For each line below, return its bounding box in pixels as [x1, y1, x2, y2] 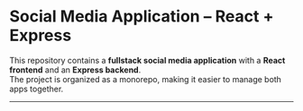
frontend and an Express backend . [9, 64, 142, 75]
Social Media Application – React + [9, 6, 274, 27]
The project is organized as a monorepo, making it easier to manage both [9, 73, 282, 84]
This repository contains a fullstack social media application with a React [9, 55, 286, 65]
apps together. [9, 83, 64, 94]
